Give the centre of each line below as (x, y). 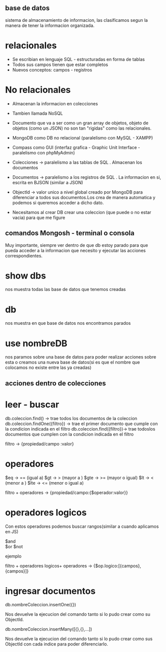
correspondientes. (24, 256)
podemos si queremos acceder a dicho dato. (58, 203)
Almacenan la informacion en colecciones (55, 103)
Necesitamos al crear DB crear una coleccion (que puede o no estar (82, 212)
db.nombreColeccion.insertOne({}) (41, 605)
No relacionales (38, 90)
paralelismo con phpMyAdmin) (44, 152)
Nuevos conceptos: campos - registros (52, 70)
